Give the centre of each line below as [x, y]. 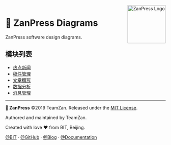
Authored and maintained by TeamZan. [46, 117]
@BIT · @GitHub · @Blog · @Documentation [51, 137]
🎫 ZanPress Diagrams [52, 23]
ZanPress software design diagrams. [44, 37]
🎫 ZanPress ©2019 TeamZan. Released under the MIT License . [72, 107]
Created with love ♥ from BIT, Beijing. [45, 127]
